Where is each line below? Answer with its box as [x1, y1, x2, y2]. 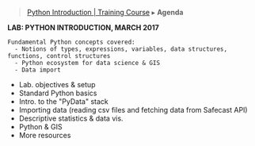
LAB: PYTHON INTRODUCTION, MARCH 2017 [7, 23, 159, 32]
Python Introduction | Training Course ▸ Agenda [26, 8, 184, 17]
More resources [18, 131, 71, 140]
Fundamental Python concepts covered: [7, 38, 135, 46]
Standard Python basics [18, 88, 97, 98]
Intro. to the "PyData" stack [18, 97, 108, 106]
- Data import [14, 66, 61, 74]
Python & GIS [18, 122, 63, 131]
